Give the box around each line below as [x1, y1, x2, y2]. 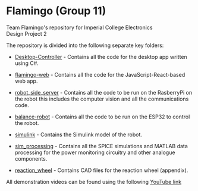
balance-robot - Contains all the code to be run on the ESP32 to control [14, 113, 190, 120]
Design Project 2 [6, 30, 47, 37]
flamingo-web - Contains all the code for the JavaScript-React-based [14, 71, 186, 78]
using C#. [14, 60, 39, 67]
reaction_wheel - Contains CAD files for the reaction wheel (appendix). [14, 167, 188, 174]
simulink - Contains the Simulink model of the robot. [14, 131, 143, 138]
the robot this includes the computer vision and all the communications [14, 95, 189, 102]
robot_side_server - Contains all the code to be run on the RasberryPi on [14, 89, 192, 96]
